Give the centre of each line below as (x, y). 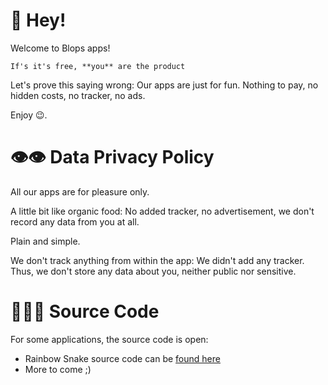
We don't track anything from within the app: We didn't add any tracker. (157, 260)
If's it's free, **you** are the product (98, 66)
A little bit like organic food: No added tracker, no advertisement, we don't (162, 211)
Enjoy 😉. (29, 115)
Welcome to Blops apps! (60, 48)
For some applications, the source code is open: (109, 339)
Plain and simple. (45, 241)
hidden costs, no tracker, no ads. (78, 95)
